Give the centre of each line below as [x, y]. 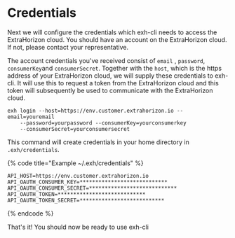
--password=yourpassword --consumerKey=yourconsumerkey [103, 123]
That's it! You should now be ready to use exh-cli [78, 227]
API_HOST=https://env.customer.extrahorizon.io [78, 176]
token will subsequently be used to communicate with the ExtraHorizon [110, 90]
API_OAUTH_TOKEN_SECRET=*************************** [86, 200]
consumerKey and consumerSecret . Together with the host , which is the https [115, 68]
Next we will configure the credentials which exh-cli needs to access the [112, 32]
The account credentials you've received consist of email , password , [106, 60]
